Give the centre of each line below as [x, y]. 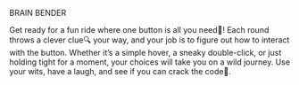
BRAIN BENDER [38, 13]
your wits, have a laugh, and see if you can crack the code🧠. [120, 71]
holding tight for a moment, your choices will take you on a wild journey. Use [150, 62]
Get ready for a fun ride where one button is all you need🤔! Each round [139, 30]
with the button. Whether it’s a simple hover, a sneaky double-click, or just [145, 53]
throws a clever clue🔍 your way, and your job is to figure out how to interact [149, 40]
